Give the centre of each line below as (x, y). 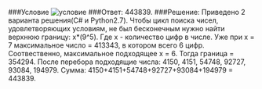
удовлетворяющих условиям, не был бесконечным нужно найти (116, 28)
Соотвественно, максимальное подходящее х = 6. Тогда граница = (121, 53)
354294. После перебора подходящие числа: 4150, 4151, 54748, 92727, (127, 62)
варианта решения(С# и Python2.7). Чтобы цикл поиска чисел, (113, 20)
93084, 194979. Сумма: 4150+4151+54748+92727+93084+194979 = (121, 70)
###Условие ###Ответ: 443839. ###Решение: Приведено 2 (127, 12)
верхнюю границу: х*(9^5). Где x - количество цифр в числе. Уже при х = (131, 37)
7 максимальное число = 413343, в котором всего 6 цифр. (106, 45)
